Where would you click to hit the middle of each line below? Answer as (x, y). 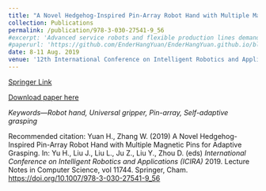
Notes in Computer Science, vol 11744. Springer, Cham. (98, 170)
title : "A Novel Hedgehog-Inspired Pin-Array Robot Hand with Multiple (129, 15)
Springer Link (30, 82)
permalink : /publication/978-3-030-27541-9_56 (86, 30)
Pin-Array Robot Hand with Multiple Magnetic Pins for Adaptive (139, 144)
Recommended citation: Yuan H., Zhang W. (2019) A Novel (103, 136)
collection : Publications (51, 23)
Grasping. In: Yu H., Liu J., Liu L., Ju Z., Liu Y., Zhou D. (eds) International (127, 153)
